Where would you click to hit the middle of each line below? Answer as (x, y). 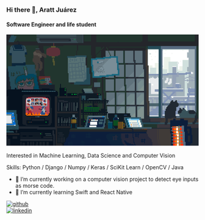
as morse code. (35, 185)
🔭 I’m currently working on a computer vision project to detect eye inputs (107, 179)
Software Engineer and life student (51, 24)
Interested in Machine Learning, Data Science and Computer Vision (91, 155)
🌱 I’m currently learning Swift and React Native (74, 192)
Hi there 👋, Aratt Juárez (42, 10)
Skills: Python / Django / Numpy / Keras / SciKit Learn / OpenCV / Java (95, 167)
